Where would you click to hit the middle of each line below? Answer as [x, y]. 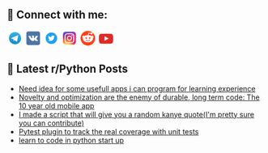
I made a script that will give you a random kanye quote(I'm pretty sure [136, 114]
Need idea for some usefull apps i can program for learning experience [137, 88]
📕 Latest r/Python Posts [68, 69]
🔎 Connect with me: [57, 15]
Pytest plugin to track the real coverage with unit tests [108, 131]
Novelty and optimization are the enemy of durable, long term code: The [139, 97]
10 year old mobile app [56, 105]
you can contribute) [51, 123]
